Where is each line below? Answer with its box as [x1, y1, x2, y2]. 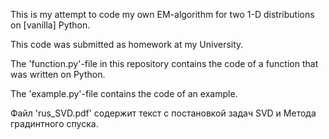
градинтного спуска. [10, 118, 99, 129]
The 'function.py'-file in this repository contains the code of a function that [10, 58, 319, 69]
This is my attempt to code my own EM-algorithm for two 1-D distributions [10, 9, 315, 20]
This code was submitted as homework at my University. [10, 39, 244, 50]
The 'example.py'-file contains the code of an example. [10, 88, 238, 99]
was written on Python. [10, 69, 106, 80]
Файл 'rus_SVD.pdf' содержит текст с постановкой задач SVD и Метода [10, 107, 317, 119]
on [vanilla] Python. [10, 19, 91, 31]
